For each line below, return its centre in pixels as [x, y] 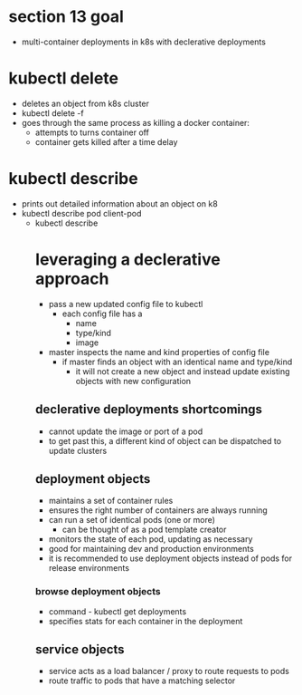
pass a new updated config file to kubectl [126, 304]
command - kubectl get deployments [118, 611]
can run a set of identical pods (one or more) [132, 520]
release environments [89, 568]
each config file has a [102, 314]
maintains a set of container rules [111, 501]
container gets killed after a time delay [106, 141]
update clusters [78, 450]
